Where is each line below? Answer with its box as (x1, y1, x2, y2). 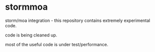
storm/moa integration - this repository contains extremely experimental (5, 17, 151, 23)
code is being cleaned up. (5, 32, 58, 38)
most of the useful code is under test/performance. (5, 41, 109, 47)
